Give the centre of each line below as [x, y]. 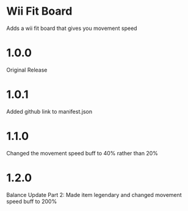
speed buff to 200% [32, 201]
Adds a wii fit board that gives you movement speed [72, 28]
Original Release [27, 70]
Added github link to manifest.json [49, 111]
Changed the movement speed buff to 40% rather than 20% [82, 153]
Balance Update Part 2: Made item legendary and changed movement [94, 194]
